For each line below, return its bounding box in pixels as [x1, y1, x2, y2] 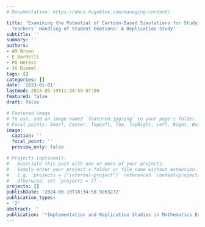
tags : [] [6, 71, 29, 77]
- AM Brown [6, 48, 34, 55]
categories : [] [6, 77, 45, 83]
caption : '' [12, 133, 43, 139]
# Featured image [6, 110, 51, 116]
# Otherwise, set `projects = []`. [6, 178, 103, 184]
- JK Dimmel [6, 65, 37, 71]
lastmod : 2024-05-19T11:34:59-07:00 [6, 88, 99, 94]
